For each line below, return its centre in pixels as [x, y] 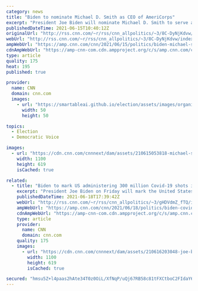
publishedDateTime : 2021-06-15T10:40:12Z [58, 28]
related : [17, 181]
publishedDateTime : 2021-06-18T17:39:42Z [68, 197]
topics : [16, 126]
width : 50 [34, 110]
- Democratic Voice [35, 137]
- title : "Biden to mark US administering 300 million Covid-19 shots [100, 186]
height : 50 [35, 116]
